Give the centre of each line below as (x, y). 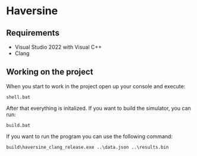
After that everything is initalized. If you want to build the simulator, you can (99, 108)
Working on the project (50, 72)
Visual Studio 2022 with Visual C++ (58, 47)
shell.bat (18, 97)
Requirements (33, 33)
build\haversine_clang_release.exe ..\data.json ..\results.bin (87, 147)
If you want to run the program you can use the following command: (90, 136)
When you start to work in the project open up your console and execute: (96, 86)
